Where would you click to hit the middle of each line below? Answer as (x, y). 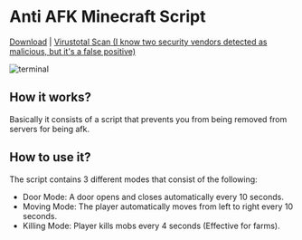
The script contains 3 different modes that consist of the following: (133, 179)
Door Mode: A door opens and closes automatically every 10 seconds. (153, 197)
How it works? (51, 97)
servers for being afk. (50, 129)
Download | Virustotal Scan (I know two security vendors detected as (138, 42)
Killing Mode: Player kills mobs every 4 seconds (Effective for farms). (151, 226)
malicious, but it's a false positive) (73, 51)
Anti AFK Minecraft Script (108, 17)
